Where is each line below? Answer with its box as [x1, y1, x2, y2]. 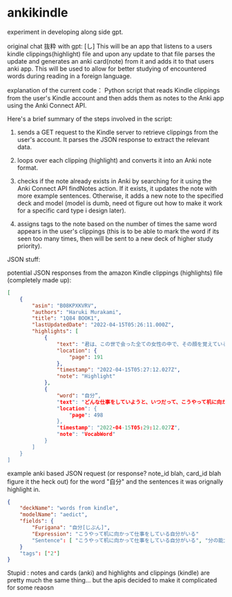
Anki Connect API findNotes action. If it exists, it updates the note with [17, 184, 217, 192]
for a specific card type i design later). [17, 206, 126, 214]
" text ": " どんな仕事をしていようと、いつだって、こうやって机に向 [56, 398, 222, 405]
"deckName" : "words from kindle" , [19, 505, 119, 512]
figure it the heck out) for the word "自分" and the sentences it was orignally [7, 477, 224, 486]
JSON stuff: [7, 255, 41, 264]
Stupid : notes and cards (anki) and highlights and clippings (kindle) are [7, 569, 211, 577]
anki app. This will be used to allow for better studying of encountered [7, 64, 207, 73]
